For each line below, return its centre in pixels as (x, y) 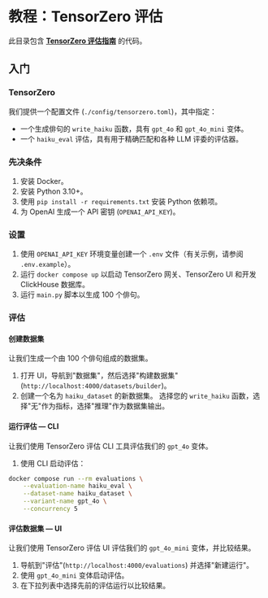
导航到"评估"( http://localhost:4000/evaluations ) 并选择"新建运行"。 (137, 565)
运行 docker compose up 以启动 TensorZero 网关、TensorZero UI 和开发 (138, 274)
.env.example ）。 (48, 264)
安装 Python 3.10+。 (54, 191)
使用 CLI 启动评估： (53, 463)
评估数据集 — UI (35, 528)
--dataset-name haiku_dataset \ (78, 494)
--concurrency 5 (51, 509)
